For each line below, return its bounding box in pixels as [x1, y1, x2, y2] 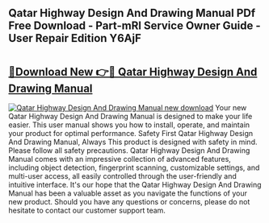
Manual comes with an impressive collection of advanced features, [8, 155, 232, 163]
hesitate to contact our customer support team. [8, 205, 166, 215]
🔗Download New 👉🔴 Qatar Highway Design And [8, 64, 258, 79]
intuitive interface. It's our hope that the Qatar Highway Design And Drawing [8, 180, 262, 189]
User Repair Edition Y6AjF [8, 31, 141, 45]
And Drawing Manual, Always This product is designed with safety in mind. [8, 137, 258, 147]
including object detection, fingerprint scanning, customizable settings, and [8, 163, 260, 172]
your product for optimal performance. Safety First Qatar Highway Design [8, 129, 254, 138]
